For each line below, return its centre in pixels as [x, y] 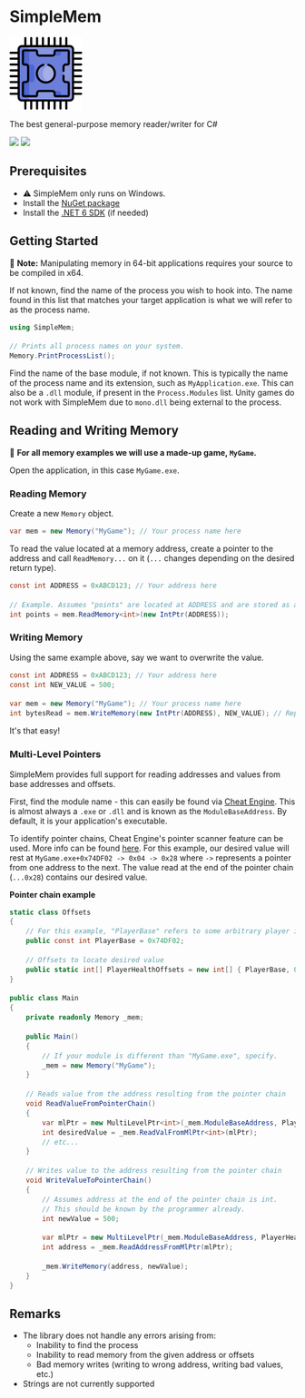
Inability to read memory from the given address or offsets [145, 1355]
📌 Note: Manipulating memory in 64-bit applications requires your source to [151, 263]
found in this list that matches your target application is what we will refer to [151, 300]
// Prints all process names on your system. [97, 347]
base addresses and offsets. [63, 783]
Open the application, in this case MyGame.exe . [94, 470]
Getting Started [54, 241]
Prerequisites [48, 171]
